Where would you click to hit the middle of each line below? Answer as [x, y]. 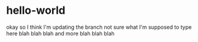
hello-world [36, 10]
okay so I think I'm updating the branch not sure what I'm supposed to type [99, 27]
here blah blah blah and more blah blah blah [61, 33]
